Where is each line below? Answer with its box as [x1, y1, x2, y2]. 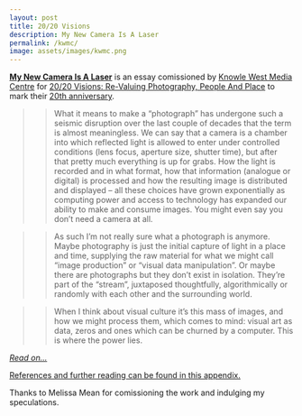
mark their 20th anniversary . [9, 91, 115, 102]
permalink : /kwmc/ [9, 38, 78, 48]
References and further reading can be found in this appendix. [9, 370, 241, 381]
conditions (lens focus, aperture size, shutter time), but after [53, 146, 278, 158]
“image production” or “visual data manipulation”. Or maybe [53, 260, 276, 271]
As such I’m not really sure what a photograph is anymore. [53, 231, 270, 242]
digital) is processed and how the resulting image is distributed [53, 175, 288, 186]
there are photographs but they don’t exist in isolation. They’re [53, 270, 286, 281]
